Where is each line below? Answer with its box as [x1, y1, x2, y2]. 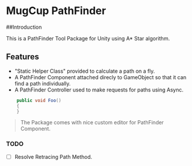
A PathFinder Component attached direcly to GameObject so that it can [14, 73, 187, 80]
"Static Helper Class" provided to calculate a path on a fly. [14, 67, 155, 74]
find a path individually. [14, 80, 71, 87]
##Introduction [6, 23, 42, 31]
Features [6, 52, 39, 62]
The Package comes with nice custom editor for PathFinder [20, 119, 164, 126]
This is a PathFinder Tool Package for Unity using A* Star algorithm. [6, 35, 170, 42]
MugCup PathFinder [6, 4, 107, 18]
